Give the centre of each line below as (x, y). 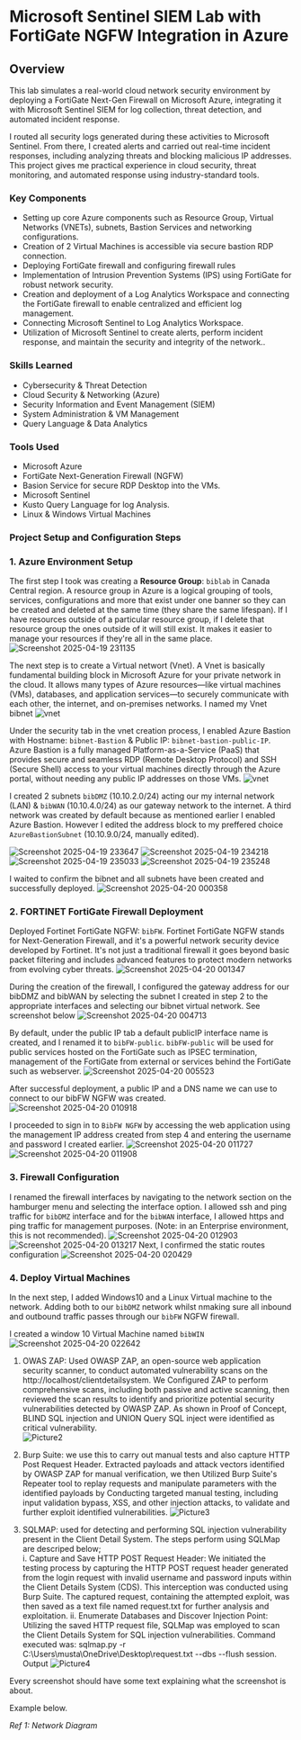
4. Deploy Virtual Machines (70, 1277)
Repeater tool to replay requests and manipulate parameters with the (149, 1483)
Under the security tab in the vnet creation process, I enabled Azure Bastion (150, 731)
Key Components (48, 198)
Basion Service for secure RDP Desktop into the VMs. (121, 485)
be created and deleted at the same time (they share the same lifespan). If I (148, 610)
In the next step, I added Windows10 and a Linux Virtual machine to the (141, 1297)
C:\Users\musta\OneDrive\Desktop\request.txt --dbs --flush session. (149, 1654)
